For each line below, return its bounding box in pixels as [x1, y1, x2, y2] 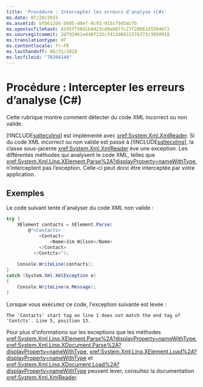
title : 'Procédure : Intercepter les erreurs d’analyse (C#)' [6, 9, 167, 15]
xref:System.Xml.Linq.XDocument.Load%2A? [6, 360, 120, 368]
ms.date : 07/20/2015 [6, 15, 59, 21]
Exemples [6, 188, 44, 198]
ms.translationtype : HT [6, 37, 67, 43]
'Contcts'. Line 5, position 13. [6, 318, 91, 324]
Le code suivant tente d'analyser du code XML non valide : [6, 204, 154, 212]
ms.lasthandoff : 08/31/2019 [6, 49, 78, 55]
